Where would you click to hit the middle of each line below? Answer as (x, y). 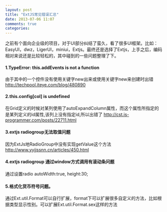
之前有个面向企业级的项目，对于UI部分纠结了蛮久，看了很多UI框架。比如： (82, 43)
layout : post (19, 10)
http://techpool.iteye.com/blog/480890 (45, 85)
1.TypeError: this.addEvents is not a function (52, 67)
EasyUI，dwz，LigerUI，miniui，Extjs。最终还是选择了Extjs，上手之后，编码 (84, 49)
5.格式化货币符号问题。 (29, 186)
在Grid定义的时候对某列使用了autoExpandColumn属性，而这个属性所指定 (80, 108)
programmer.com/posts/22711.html (41, 120)
